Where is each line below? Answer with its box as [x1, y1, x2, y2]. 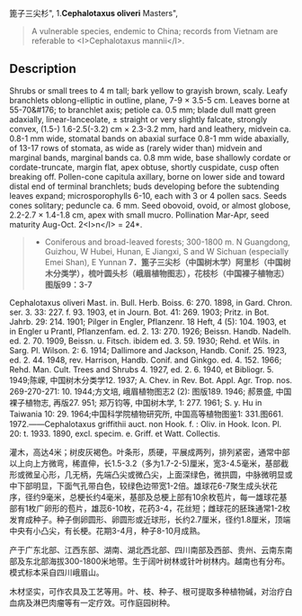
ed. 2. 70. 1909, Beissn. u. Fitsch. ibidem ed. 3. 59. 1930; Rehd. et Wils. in [9, 335, 280, 346]
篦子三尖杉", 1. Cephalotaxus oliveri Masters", [9, 8, 178, 18]
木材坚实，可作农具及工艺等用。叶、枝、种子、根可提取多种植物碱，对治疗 [9, 585, 285, 596]
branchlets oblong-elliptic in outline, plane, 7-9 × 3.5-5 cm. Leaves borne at [9, 94, 290, 105]
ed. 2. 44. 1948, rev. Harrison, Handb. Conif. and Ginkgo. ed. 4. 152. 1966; [9, 354, 282, 365]
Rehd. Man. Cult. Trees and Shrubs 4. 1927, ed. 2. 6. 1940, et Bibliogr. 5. [9, 363, 274, 375]
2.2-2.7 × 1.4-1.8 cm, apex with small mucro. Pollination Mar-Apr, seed [9, 210, 270, 220]
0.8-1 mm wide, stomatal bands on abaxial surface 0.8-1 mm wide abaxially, [9, 133, 289, 144]
